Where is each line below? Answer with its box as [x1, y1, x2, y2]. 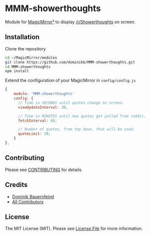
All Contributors [12, 199, 44, 205]
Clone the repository [5, 46, 46, 51]
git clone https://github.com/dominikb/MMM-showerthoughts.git [5, 60, 135, 64]
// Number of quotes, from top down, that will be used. [17, 127, 135, 132]
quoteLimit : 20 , [17, 131, 51, 136]
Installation [5, 33, 40, 41]
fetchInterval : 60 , [17, 118, 57, 123]
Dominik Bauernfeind [12, 193, 54, 199]
